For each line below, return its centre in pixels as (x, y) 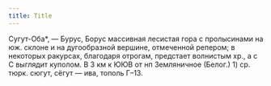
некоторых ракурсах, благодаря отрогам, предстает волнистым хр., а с (133, 55)
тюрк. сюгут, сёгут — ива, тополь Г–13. (76, 72)
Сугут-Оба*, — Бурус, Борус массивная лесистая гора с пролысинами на (136, 39)
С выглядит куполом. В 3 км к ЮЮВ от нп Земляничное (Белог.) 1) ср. (129, 64)
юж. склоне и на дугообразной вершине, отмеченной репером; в (122, 47)
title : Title (30, 16)
